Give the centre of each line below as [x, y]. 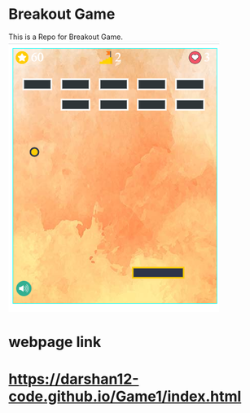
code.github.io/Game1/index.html [125, 397]
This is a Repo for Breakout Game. [66, 37]
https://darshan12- [74, 379]
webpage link [55, 342]
